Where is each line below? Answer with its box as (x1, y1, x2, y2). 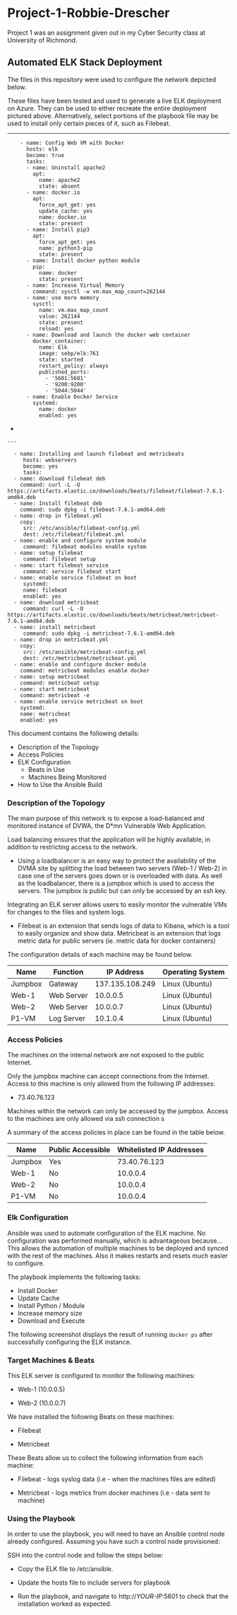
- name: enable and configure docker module (13, 660, 147, 668)
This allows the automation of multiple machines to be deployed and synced (7, 1243, 229, 1252)
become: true (25, 151, 65, 159)
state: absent (38, 183, 80, 190)
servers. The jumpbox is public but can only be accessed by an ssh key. (17, 887, 227, 895)
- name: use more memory (25, 294, 99, 301)
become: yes (23, 462, 59, 470)
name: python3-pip (38, 244, 93, 252)
